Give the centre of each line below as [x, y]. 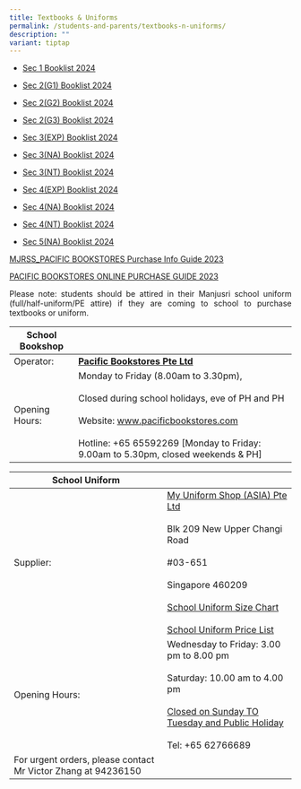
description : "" [39, 34]
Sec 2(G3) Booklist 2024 [68, 120]
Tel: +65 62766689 [209, 745]
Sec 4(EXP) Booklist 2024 [70, 190]
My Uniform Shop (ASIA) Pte [227, 496]
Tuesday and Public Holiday [225, 723]
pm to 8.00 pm [198, 655]
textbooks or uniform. [49, 313]
